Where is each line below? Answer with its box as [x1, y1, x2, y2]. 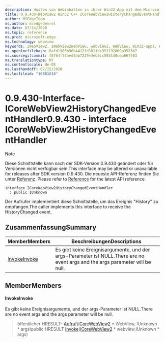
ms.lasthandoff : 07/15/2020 [5, 67, 63, 72]
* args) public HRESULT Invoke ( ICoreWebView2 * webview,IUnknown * [17, 326, 160, 332]
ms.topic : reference [5, 30, 48, 35]
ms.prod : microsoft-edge [5, 35, 56, 40]
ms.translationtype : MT [5, 58, 54, 63]
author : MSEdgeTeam [5, 16, 45, 21]
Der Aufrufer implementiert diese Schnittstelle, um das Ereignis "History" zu [5, 198, 159, 205]
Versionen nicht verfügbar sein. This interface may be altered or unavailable [5, 166, 158, 171]
